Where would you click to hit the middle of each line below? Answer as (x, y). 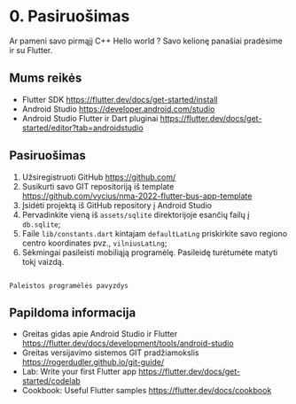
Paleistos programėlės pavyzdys (69, 285)
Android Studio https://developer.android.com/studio (118, 109)
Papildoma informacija (73, 312)
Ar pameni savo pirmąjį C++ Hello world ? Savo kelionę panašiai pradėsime (146, 41)
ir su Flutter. (31, 50)
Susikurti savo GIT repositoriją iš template (98, 186)
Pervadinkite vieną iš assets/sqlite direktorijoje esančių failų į (136, 214)
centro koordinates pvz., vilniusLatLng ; (94, 243)
